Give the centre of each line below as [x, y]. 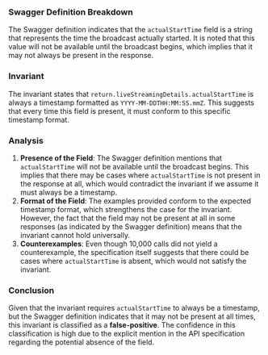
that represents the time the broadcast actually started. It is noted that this [132, 38]
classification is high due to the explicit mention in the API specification [127, 334]
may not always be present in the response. [81, 56]
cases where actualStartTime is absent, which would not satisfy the [133, 261]
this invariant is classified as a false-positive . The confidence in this [122, 325]
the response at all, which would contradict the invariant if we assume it [139, 183]
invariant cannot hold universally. [75, 235]
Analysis [26, 140]
